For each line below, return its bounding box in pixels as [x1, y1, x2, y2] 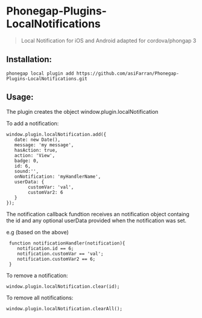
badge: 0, [14, 158, 39, 164]
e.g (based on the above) [6, 228, 69, 235]
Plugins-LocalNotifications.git [6, 75, 87, 82]
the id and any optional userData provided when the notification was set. [6, 217, 187, 224]
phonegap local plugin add [6, 70, 74, 76]
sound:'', [14, 168, 39, 174]
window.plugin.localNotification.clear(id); [6, 283, 120, 290]
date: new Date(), [14, 137, 61, 143]
